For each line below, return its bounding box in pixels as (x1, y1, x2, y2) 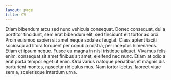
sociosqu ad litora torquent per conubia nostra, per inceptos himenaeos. (5, 42, 157, 48)
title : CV (5, 12, 27, 17)
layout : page (5, 7, 33, 13)
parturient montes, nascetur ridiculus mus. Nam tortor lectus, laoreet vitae (5, 64, 161, 70)
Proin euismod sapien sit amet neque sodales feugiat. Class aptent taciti (5, 36, 157, 43)
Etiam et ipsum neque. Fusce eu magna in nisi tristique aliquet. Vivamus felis (5, 48, 166, 54)
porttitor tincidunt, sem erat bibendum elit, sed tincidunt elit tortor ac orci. (5, 31, 160, 37)
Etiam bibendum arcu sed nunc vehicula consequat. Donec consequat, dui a (5, 26, 166, 32)
